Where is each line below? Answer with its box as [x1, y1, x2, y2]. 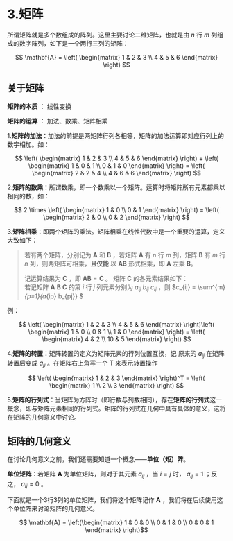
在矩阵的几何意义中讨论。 [7, 413, 80, 422]
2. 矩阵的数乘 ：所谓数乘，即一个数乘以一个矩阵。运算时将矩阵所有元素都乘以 [7, 183, 225, 191]
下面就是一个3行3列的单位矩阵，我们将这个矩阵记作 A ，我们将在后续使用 [7, 495, 217, 504]
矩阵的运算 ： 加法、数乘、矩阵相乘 [7, 117, 108, 125]
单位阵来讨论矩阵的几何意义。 [12, 504, 98, 513]
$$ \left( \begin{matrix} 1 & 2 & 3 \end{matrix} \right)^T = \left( [28, 374, 205, 382]
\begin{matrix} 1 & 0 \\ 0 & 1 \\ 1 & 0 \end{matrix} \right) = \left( [28, 327, 205, 336]
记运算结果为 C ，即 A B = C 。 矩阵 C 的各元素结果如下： [24, 274, 189, 282]
